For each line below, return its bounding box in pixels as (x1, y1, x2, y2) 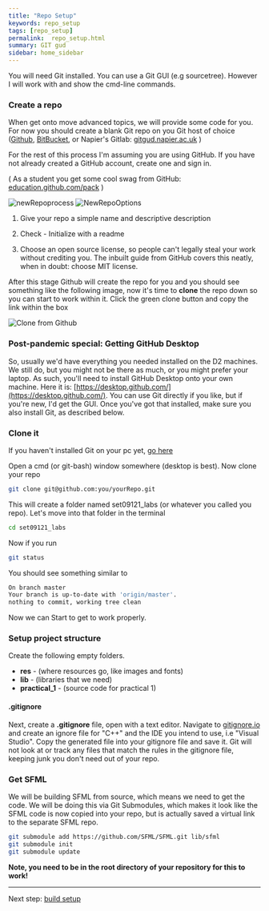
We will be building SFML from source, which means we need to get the (8, 792, 246, 801)
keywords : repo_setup (8, 19, 81, 27)
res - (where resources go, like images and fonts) (19, 666, 184, 676)
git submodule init (8, 840, 74, 849)
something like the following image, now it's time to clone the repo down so (8, 286, 258, 295)
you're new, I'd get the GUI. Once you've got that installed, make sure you (8, 399, 251, 408)
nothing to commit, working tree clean (8, 598, 142, 607)
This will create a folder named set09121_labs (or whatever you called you (8, 500, 252, 509)
